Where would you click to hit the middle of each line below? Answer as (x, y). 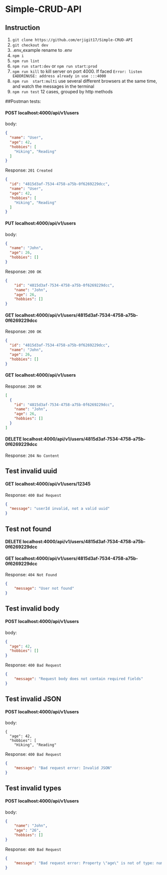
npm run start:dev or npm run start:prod (55, 66)
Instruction (23, 28)
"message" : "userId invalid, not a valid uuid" (60, 509)
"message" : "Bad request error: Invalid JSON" (63, 768)
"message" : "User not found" (44, 589)
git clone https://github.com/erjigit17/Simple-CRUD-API (73, 40)
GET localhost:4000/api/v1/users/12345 (48, 484)
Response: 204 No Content (32, 455)
